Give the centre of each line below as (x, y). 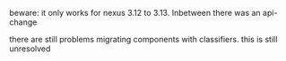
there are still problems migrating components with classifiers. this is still (143, 39)
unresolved (30, 49)
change (23, 22)
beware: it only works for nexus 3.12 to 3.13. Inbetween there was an (135, 13)
